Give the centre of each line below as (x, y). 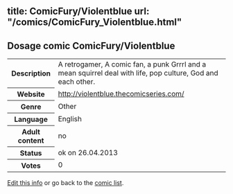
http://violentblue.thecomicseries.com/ (121, 94)
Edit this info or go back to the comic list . (66, 182)
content (31, 140)
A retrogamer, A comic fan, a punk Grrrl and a (132, 64)
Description (31, 73)
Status (31, 153)
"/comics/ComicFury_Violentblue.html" (95, 23)
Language (31, 119)
